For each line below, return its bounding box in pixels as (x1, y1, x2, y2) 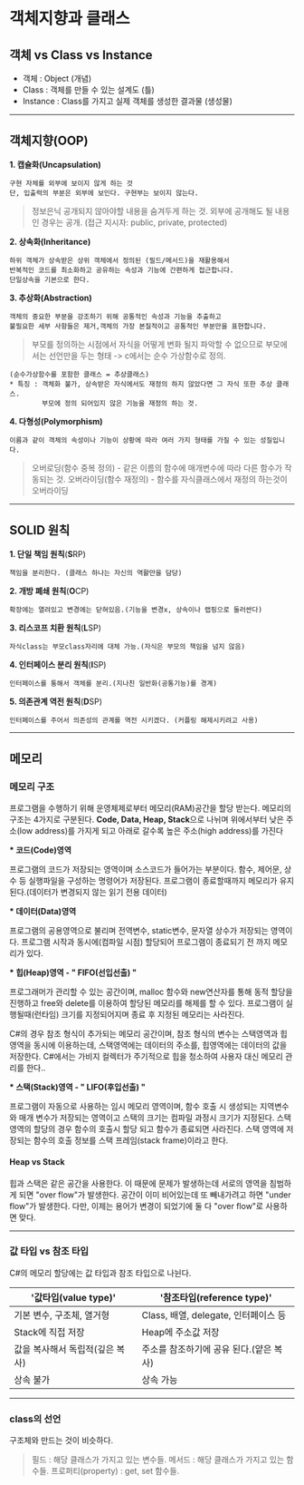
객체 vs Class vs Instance (9, 47, 153, 63)
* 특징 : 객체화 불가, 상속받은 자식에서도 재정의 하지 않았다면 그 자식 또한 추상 (9, 379, 273, 388)
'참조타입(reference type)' (159, 1291, 272, 1304)
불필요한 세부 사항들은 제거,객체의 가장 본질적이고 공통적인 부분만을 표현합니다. (9, 321, 267, 331)
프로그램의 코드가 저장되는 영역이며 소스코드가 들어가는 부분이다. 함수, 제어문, (9, 864, 282, 875)
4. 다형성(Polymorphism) (9, 415, 103, 426)
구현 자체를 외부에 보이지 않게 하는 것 (9, 179, 133, 188)
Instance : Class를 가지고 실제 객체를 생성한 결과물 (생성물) (22, 96, 233, 106)
